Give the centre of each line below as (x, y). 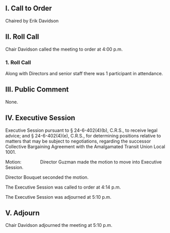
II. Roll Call (22, 37)
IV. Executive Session (40, 118)
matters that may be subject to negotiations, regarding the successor (78, 141)
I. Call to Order (29, 8)
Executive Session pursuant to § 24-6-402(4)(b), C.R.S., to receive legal (81, 130)
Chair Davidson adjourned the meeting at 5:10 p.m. (59, 225)
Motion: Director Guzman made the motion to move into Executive (84, 162)
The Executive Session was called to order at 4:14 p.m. (63, 187)
